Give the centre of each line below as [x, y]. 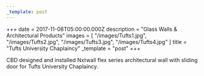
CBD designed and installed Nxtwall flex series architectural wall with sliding [102, 60]
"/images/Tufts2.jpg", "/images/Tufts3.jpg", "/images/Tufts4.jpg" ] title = [97, 42]
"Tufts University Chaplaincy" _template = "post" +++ [74, 48]
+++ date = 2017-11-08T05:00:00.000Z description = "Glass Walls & [92, 29]
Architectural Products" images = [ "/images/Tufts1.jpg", [77, 35]
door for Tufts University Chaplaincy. [52, 66]
